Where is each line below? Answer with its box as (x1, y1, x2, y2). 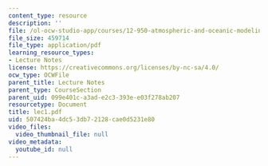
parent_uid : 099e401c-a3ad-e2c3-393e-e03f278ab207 (8, 93, 180, 101)
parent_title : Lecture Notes (8, 78, 105, 86)
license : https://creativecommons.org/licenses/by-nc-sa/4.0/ (8, 64, 219, 72)
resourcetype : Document (8, 101, 88, 109)
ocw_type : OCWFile (8, 71, 69, 79)
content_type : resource (8, 11, 88, 20)
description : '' (8, 19, 62, 27)
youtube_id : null (15, 145, 73, 153)
